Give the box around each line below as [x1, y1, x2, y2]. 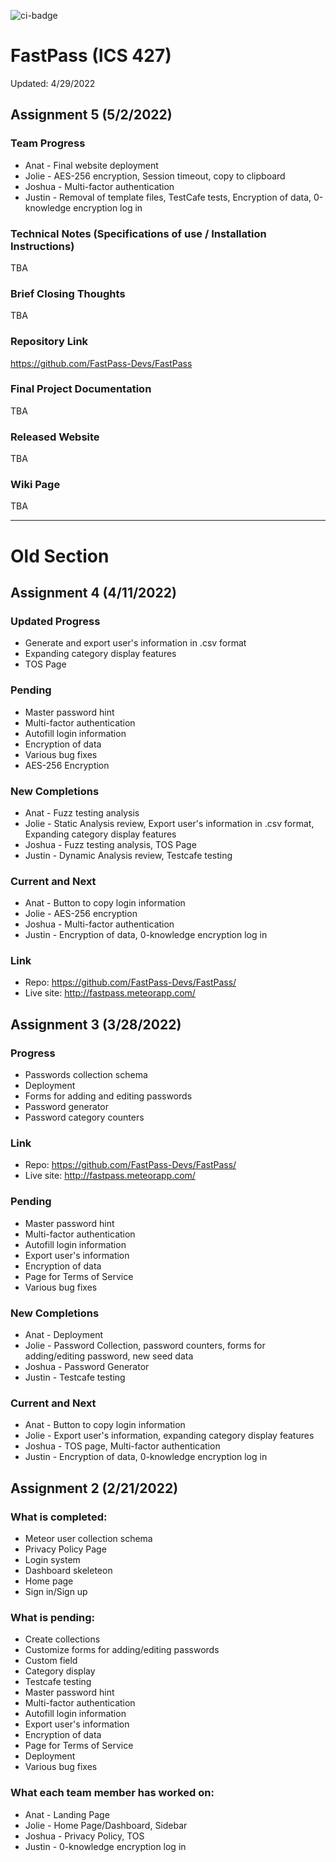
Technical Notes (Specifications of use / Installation [10, 226, 267, 240]
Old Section [10, 545, 110, 567]
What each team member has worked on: [10, 1786, 215, 1800]
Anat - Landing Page [24, 1808, 110, 1820]
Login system [24, 1554, 81, 1566]
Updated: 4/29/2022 [10, 77, 96, 89]
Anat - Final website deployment [24, 159, 159, 171]
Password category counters [24, 1111, 145, 1124]
